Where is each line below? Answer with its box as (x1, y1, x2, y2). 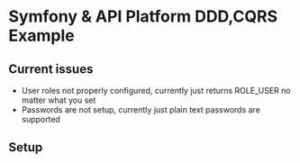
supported (21, 114, 60, 124)
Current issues (8, 61, 94, 77)
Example (8, 25, 75, 46)
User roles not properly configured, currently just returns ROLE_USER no (21, 86, 291, 95)
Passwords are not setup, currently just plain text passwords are (21, 104, 260, 114)
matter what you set (21, 95, 96, 105)
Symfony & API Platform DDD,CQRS (8, 6, 278, 27)
